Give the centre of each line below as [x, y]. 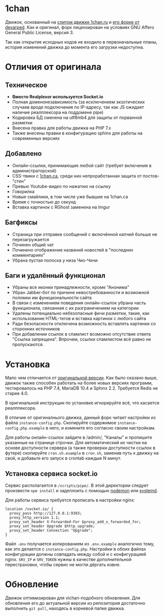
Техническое [26, 85]
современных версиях [36, 138]
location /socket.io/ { [29, 509]
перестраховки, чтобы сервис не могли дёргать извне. [63, 565]
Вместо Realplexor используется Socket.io [58, 96]
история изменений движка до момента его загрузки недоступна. [75, 47]
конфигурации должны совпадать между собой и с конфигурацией [76, 554]
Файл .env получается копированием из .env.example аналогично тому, [80, 544]
